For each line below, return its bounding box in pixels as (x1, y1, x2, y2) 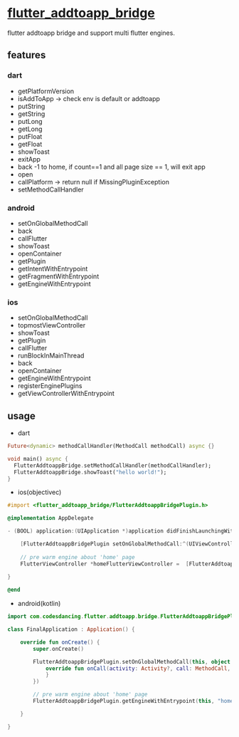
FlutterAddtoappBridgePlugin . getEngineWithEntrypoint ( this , (33, 698, 215, 705)
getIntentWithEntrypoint (17, 264, 88, 273)
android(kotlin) (17, 600, 61, 608)
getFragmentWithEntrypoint (17, 272, 100, 281)
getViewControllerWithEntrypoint (17, 390, 115, 398)
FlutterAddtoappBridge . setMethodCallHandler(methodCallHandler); (14, 461, 212, 469)
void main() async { (7, 455, 69, 462)
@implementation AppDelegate (7, 515, 94, 522)
